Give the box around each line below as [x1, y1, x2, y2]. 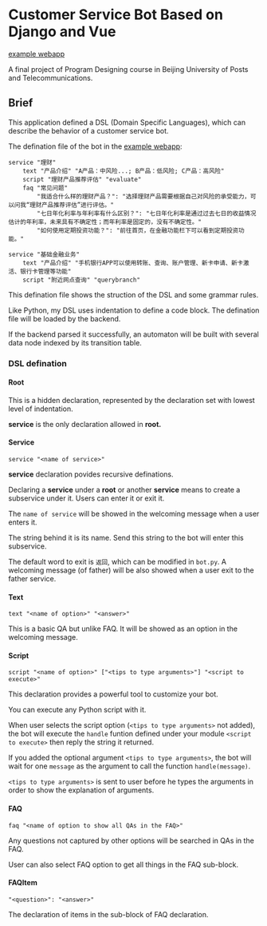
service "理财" [8, 158, 57, 166]
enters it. [8, 517, 37, 527]
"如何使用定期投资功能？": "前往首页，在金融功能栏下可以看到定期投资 [37, 226, 239, 234]
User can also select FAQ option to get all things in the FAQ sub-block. [8, 860, 239, 869]
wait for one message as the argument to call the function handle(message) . [8, 761, 251, 771]
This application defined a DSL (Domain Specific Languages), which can [8, 118, 245, 127]
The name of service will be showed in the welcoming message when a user [8, 509, 260, 519]
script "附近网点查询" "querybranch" [22, 276, 141, 284]
